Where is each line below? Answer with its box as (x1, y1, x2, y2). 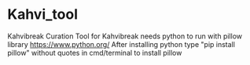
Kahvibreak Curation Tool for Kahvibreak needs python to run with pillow (7, 31, 243, 41)
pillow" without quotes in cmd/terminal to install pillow (7, 48, 182, 57)
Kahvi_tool (7, 5, 78, 23)
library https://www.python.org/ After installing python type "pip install (7, 39, 235, 49)
